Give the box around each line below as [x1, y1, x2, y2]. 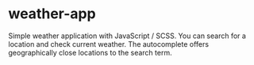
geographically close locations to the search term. [8, 48, 172, 57]
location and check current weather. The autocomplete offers [8, 39, 209, 48]
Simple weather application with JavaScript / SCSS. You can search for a [8, 31, 246, 40]
